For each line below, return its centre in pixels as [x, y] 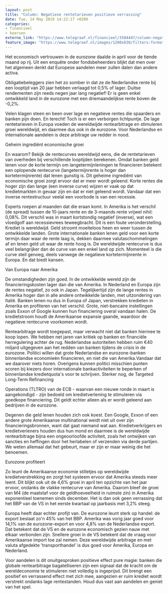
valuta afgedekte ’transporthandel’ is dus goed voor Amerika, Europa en [79, 545]
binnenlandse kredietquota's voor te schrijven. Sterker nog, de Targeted [79, 374]
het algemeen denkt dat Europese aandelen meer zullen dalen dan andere [81, 67]
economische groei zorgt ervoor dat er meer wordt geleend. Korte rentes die [84, 180]
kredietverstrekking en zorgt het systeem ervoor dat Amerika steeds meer [81, 477]
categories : [17, 24]
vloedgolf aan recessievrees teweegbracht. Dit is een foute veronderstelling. [84, 222]
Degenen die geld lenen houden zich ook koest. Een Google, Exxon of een [82, 415]
